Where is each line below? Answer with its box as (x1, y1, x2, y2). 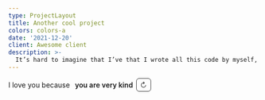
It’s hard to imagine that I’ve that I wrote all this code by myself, (15, 56, 259, 64)
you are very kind (75, 80, 134, 90)
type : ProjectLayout (8, 11, 77, 20)
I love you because (8, 80, 70, 90)
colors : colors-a (8, 26, 66, 34)
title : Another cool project (8, 19, 105, 27)
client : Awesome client (8, 41, 88, 49)
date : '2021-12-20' (8, 33, 73, 42)
